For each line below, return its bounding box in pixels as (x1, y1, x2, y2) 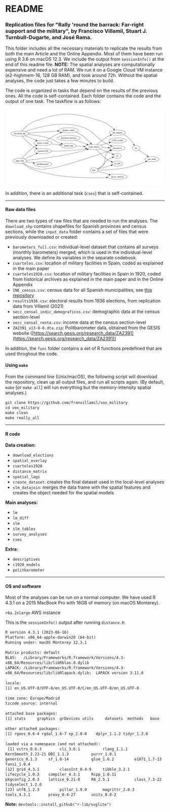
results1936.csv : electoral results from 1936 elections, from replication (12, 297, 161, 303)
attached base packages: (5, 711, 58, 716)
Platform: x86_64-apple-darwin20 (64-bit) (5, 635, 96, 640)
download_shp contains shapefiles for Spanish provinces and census (5, 223, 147, 229)
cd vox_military (5, 405, 39, 411)
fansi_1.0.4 (5, 762, 30, 767)
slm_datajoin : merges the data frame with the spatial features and (12, 484, 151, 490)
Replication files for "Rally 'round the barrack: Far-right (5, 21, 144, 28)
